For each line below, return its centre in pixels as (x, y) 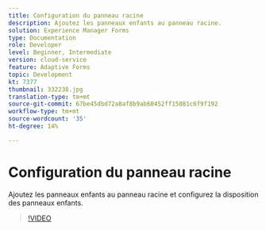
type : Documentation (42, 38)
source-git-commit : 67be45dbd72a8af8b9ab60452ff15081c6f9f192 (113, 104)
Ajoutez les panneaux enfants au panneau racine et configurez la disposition (133, 194)
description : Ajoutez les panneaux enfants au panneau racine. (115, 23)
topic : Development (40, 75)
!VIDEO (39, 218)
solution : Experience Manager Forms (69, 30)
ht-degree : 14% (33, 126)
